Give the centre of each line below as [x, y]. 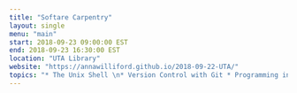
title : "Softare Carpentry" [61, 17]
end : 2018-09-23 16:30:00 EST [65, 50]
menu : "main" [33, 34]
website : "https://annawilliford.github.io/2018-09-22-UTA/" [124, 67]
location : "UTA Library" [55, 58]
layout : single [37, 26]
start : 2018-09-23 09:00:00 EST [69, 42]
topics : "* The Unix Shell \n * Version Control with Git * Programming [144, 75]
